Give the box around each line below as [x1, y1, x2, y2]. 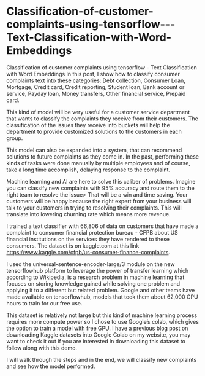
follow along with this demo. [6, 344, 78, 351]
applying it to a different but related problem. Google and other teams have [6, 286, 195, 294]
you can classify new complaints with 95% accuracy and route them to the [6, 184, 195, 192]
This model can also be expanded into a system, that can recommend [6, 146, 182, 154]
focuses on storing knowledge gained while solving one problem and [6, 280, 181, 287]
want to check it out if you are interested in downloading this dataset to [6, 337, 185, 345]
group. [6, 134, 23, 142]
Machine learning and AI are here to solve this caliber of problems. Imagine [6, 178, 196, 185]
